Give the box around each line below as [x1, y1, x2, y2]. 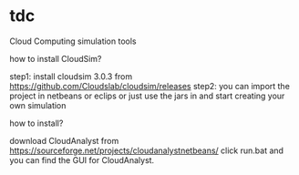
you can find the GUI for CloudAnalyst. [9, 154, 155, 165]
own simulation [9, 99, 67, 110]
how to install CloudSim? [9, 53, 102, 64]
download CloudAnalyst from [9, 135, 119, 146]
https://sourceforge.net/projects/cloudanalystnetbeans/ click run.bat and [9, 145, 284, 156]
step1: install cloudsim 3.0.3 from [9, 70, 133, 82]
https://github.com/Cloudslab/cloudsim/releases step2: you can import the [9, 80, 290, 91]
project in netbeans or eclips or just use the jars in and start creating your [9, 90, 285, 101]
